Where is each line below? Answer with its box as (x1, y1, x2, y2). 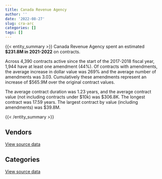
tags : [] (5, 30, 23, 35)
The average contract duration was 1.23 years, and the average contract (5, 89, 151, 94)
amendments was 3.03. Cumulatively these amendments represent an (5, 74, 147, 80)
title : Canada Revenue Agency (5, 7, 67, 12)
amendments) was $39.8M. (5, 104, 61, 110)
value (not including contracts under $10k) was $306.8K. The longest (5, 94, 145, 100)
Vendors (5, 128, 32, 137)
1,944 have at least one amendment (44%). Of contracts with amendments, (5, 63, 158, 69)
